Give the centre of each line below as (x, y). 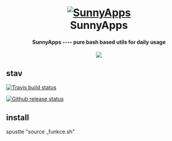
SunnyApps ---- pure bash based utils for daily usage (99, 42)
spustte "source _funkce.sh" (41, 132)
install (18, 117)
